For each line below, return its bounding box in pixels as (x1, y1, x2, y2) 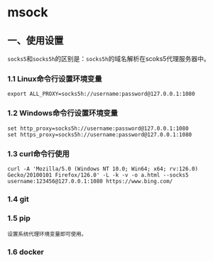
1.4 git (7, 194, 30, 204)
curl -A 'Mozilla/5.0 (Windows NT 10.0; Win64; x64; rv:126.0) (7, 165, 199, 173)
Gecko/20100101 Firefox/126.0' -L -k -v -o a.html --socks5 (7, 171, 190, 178)
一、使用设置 (7, 34, 64, 46)
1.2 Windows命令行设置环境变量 (7, 108, 119, 118)
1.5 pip (7, 213, 31, 223)
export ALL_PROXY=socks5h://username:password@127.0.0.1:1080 (7, 90, 195, 98)
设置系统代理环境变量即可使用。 (7, 231, 87, 238)
